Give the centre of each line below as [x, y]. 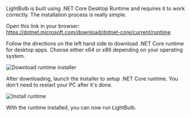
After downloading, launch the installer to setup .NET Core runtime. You [92, 79]
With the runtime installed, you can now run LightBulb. [71, 107]
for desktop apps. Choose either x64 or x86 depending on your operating [94, 50]
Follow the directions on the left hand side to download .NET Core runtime [95, 44]
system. [15, 56]
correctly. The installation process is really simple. [66, 15]
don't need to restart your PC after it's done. [59, 85]
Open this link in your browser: [43, 26]
